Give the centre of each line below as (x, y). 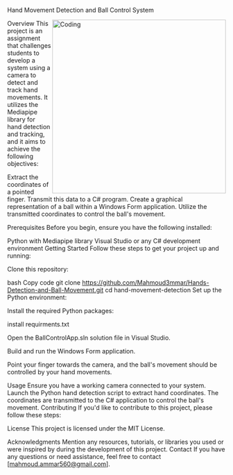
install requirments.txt (38, 324)
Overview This (28, 23)
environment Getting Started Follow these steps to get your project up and (113, 248)
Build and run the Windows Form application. (71, 351)
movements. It (28, 97)
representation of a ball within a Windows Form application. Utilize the (107, 207)
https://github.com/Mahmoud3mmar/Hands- (146, 283)
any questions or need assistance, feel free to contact (84, 457)
